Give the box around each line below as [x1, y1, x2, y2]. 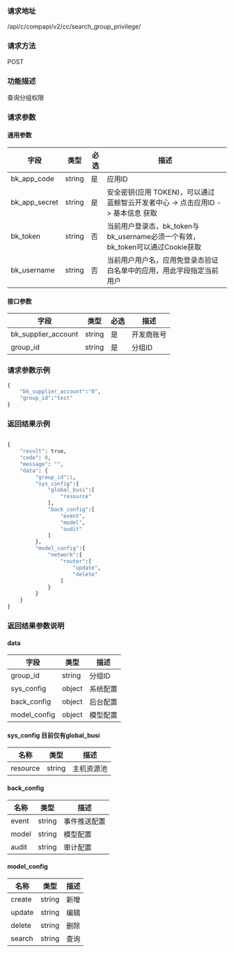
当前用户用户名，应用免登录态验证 [107, 256, 219, 265]
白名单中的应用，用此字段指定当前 [107, 266, 219, 276]
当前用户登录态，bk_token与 [107, 222, 200, 231]
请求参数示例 [7, 366, 51, 375]
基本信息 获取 [113, 208, 157, 218]
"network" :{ [47, 552, 82, 559]
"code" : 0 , [19, 454, 52, 461]
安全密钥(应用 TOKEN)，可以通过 [107, 187, 215, 197]
